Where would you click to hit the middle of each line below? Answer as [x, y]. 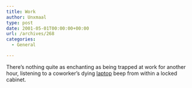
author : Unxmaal [26, 17]
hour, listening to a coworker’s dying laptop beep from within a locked [92, 73]
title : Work [21, 12]
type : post [20, 23]
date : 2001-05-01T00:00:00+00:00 [48, 28]
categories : [21, 39]
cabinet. [16, 79]
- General [24, 45]
